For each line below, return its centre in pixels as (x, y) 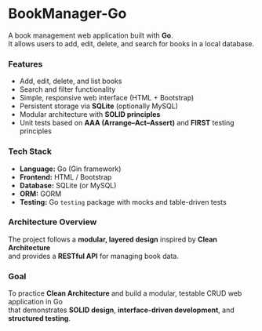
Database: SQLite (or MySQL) (68, 185)
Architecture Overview (53, 222)
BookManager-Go (67, 14)
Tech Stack (30, 151)
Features (25, 64)
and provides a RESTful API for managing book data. (93, 256)
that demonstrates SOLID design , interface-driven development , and (122, 310)
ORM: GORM (40, 194)
